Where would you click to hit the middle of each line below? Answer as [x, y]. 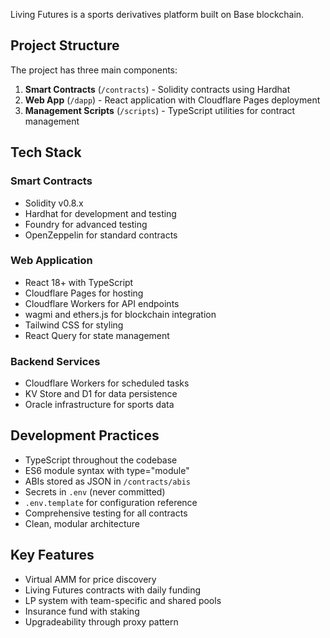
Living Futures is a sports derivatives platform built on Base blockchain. [157, 14]
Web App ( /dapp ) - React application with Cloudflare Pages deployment [172, 100]
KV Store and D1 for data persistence [101, 394]
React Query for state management [97, 335]
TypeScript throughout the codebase [101, 460]
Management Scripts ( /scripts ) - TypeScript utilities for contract [160, 110]
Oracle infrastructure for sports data [99, 405]
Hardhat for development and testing [100, 213]
